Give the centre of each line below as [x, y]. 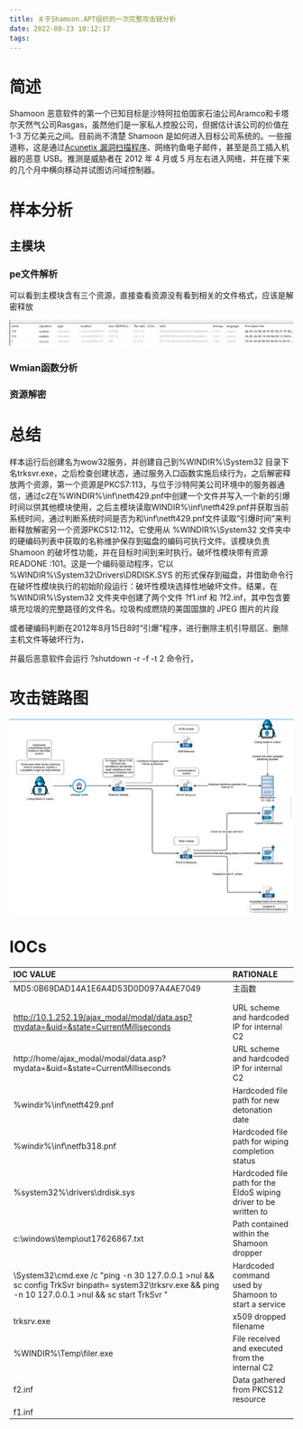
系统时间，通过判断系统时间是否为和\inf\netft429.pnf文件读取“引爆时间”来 [146, 518]
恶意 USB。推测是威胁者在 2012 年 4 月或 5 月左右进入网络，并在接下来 [157, 159]
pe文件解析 [34, 274]
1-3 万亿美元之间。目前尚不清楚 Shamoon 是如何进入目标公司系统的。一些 [147, 136]
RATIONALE [255, 974]
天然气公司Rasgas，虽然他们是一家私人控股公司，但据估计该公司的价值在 [153, 125]
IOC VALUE [35, 974]
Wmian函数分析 [44, 368]
